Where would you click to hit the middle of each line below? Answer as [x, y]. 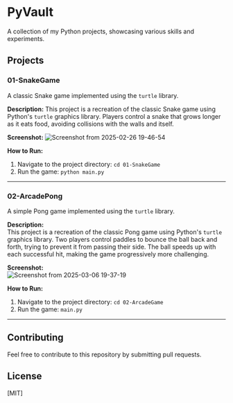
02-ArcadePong [35, 196]
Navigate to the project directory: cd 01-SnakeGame [89, 164]
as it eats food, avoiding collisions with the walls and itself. [91, 124]
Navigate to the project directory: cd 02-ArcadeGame [90, 302]
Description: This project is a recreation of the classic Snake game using [112, 109]
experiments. [26, 38]
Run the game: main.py [50, 309]
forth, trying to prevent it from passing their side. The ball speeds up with [112, 247]
